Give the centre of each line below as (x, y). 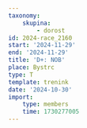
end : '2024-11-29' (38, 52)
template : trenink (38, 82)
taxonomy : (25, 16)
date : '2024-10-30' (40, 89)
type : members (45, 104)
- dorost (51, 30)
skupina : (37, 23)
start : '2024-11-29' (42, 45)
